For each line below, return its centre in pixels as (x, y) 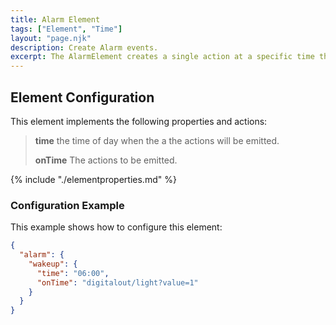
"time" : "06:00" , (73, 273)
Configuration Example (67, 205)
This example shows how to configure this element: (116, 227)
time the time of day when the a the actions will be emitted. (157, 140)
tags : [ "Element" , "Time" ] (66, 29)
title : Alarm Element (55, 19)
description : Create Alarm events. (84, 47)
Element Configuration (82, 97)
